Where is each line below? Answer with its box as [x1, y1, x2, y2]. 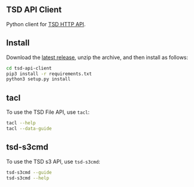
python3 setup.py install [6, 76, 70, 82]
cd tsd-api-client [6, 65, 52, 71]
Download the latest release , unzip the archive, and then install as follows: [6, 54, 189, 61]
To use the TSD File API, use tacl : [6, 108, 90, 116]
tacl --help [6, 120, 36, 126]
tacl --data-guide [6, 125, 52, 132]
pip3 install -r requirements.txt [6, 71, 93, 77]
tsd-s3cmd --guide [6, 169, 52, 175]
